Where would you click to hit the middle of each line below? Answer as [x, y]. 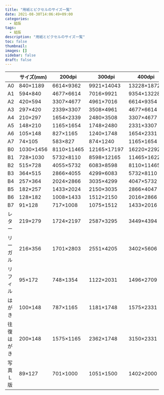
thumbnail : [16, 46]
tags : [10, 28]
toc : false [16, 42]
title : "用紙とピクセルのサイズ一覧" [39, 10]
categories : [17, 19]
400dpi [146, 77]
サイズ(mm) [33, 77]
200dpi [68, 77]
